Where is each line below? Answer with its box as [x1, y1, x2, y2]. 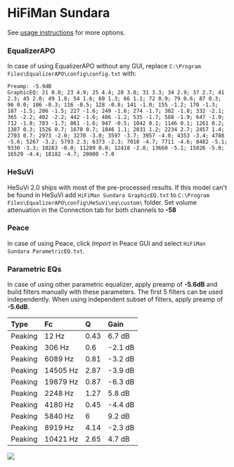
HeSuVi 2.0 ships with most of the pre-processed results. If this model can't [7, 183, 227, 192]
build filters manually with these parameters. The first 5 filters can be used [7, 287, 223, 297]
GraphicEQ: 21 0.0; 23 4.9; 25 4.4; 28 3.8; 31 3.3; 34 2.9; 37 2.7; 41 [7, 89, 225, 96]
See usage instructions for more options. [7, 28, 125, 37]
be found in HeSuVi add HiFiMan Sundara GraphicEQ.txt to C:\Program [7, 190, 210, 199]
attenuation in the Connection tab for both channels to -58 [7, 206, 177, 214]
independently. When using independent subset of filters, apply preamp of [7, 295, 223, 304]
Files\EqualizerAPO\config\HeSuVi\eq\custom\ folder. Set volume [7, 198, 197, 206]
